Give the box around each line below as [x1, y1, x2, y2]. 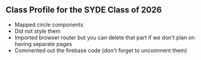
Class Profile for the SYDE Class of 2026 [5, 5, 162, 15]
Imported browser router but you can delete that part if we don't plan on [14, 33, 195, 41]
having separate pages [14, 40, 72, 47]
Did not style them [14, 27, 61, 35]
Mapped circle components [14, 21, 84, 28]
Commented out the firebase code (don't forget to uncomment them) [14, 47, 188, 54]
